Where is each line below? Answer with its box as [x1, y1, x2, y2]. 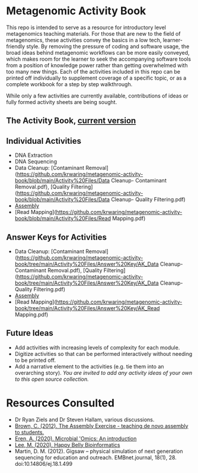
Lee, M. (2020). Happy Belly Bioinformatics [14, 441, 120, 448]
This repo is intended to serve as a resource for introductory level [6, 24, 166, 31]
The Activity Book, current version [6, 116, 136, 126]
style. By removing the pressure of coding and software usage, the [26, 43, 190, 50]
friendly [6, 43, 25, 50]
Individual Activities [6, 135, 82, 146]
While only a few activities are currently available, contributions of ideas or [6, 92, 189, 99]
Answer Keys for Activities [6, 232, 107, 242]
